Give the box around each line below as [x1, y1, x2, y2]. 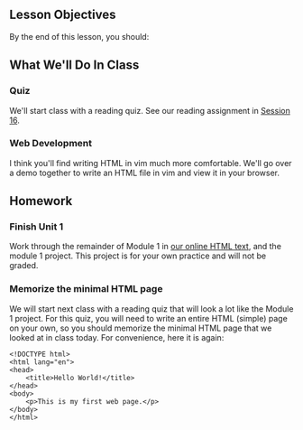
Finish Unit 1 [9, 220, 64, 233]
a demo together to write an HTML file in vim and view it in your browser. [9, 167, 280, 178]
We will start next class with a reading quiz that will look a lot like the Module [9, 303, 294, 314]
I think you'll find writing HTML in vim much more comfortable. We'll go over [9, 157, 292, 168]
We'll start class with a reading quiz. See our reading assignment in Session [9, 105, 290, 116]
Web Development [9, 137, 93, 150]
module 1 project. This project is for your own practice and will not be [9, 250, 267, 261]
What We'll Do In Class [9, 58, 140, 73]
